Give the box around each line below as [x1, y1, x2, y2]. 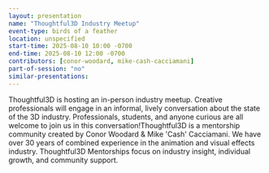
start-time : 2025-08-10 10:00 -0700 [8, 42, 132, 50]
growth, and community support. [8, 155, 119, 165]
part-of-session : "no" [8, 65, 85, 73]
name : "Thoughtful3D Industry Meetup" [8, 19, 140, 28]
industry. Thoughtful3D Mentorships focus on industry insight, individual [8, 146, 250, 156]
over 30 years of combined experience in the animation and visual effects [8, 137, 255, 147]
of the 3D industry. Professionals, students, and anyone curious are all [8, 111, 244, 122]
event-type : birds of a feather [8, 27, 118, 35]
